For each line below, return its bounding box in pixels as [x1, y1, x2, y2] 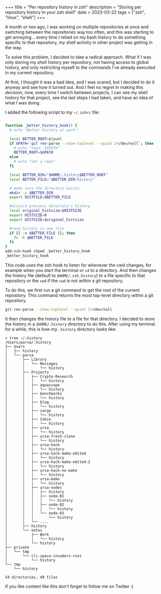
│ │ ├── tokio [5, 417, 51, 422]
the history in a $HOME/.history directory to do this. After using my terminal [5, 321, 155, 327]
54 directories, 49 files [5, 574, 58, 580]
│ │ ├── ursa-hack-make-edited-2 [5, 459, 91, 464]
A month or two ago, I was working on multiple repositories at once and [5, 24, 149, 30]
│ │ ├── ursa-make [5, 476, 60, 481]
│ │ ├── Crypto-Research [5, 374, 73, 379]
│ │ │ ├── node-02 [5, 502, 64, 507]
